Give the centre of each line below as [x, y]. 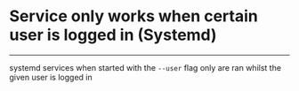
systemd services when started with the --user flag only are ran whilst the [145, 67]
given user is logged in [51, 77]
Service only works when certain [133, 16]
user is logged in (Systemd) [113, 35]
